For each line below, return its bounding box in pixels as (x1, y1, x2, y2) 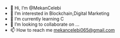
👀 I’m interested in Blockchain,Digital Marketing (10, 10, 110, 16)
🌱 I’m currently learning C (10, 16, 64, 22)
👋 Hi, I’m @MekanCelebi (10, 5, 61, 11)
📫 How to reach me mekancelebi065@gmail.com (10, 27, 115, 33)
